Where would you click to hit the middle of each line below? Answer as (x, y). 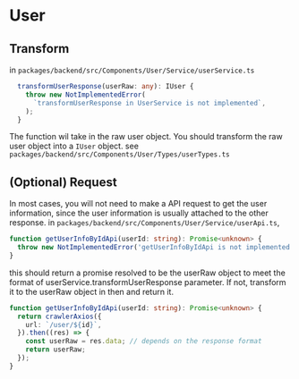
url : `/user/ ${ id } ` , (64, 324)
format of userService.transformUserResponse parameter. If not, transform (148, 282)
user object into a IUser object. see (74, 146)
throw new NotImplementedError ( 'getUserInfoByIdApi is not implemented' (156, 248)
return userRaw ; (56, 350)
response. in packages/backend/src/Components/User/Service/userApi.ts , (145, 223)
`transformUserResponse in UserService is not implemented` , (149, 103)
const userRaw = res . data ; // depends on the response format (144, 341)
